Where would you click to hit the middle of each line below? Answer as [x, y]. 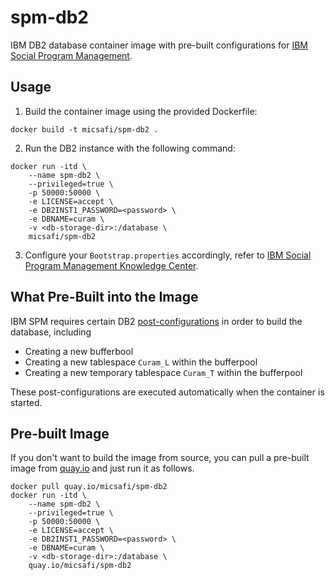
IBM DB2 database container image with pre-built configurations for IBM [159, 45]
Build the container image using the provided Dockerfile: [141, 111]
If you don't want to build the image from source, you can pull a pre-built [160, 458]
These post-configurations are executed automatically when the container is [167, 392]
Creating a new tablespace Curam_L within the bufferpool [141, 362]
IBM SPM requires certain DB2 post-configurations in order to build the [156, 321]
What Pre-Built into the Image [104, 297]
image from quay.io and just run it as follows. [102, 468]
